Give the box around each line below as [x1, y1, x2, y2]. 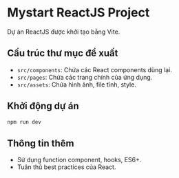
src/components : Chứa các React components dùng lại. [17, 65, 172, 74]
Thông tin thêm [7, 137, 74, 149]
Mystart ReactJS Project [7, 5, 150, 21]
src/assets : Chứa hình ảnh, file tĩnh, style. [17, 80, 136, 89]
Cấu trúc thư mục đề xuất [7, 47, 118, 59]
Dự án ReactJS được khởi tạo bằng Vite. [7, 27, 120, 36]
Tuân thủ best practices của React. [17, 163, 116, 171]
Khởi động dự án [7, 100, 79, 112]
